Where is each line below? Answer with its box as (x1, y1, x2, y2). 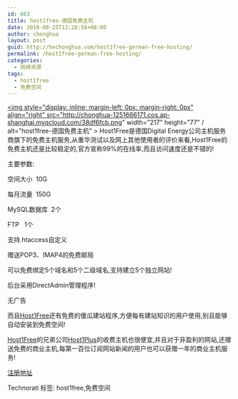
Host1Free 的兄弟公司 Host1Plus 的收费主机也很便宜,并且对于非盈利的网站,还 (7, 335, 226, 344)
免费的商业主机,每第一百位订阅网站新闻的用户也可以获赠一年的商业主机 (13, 344, 222, 353)
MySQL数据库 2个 (7, 205, 62, 214)
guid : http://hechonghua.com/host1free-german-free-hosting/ (7, 44, 193, 51)
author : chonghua (7, 30, 59, 38)
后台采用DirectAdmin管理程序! (7, 281, 96, 290)
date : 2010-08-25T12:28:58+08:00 (7, 24, 107, 31)
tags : (7, 70, 24, 77)
